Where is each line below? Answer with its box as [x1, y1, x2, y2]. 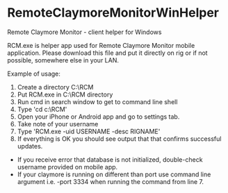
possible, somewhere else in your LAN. [7, 56, 120, 64]
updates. [17, 142, 43, 150]
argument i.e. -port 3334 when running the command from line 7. [17, 177, 204, 185]
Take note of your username [17, 119, 99, 128]
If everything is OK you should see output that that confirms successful [17, 134, 222, 143]
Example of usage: [7, 69, 61, 78]
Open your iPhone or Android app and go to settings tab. [17, 112, 180, 121]
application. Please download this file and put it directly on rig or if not [7, 49, 208, 57]
